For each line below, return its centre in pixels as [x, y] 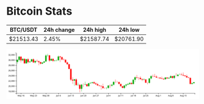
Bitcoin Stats [39, 11]
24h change [59, 30]
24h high [95, 30]
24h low [129, 30]
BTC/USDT [24, 30]
